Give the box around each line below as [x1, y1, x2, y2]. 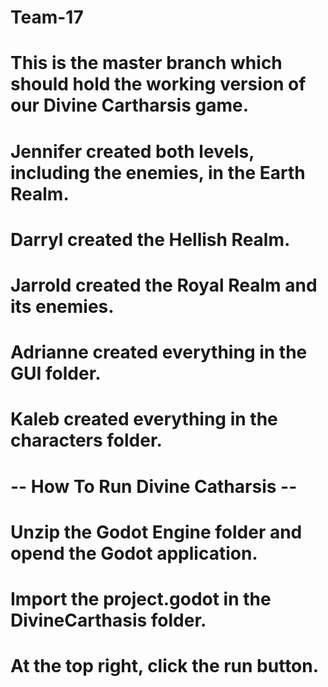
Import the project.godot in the [10, 587, 272, 610]
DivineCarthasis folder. [10, 609, 207, 631]
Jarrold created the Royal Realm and [10, 274, 318, 296]
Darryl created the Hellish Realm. [10, 228, 291, 251]
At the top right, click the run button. [10, 655, 320, 678]
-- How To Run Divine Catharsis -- [10, 475, 298, 498]
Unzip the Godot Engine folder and [10, 521, 303, 543]
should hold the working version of [10, 73, 307, 96]
